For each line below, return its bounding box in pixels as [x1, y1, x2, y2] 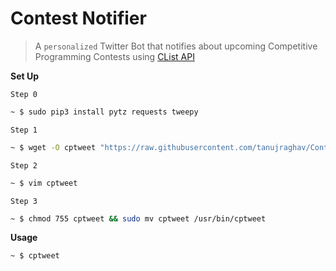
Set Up [10, 70, 40, 82]
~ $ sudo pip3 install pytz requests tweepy [10, 107, 199, 117]
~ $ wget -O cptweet [10, 142, 97, 152]
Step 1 [10, 125, 38, 135]
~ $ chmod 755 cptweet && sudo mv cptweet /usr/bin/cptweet [10, 213, 267, 224]
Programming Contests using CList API [34, 50, 195, 62]
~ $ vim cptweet [10, 178, 78, 188]
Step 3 [10, 196, 38, 206]
